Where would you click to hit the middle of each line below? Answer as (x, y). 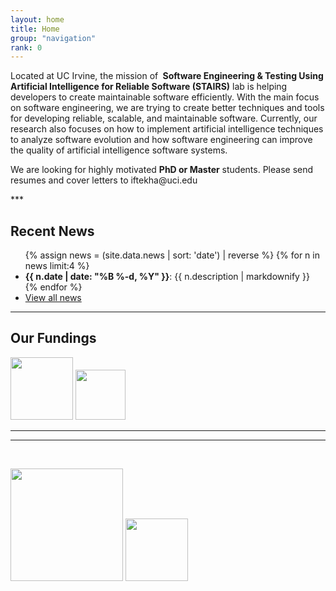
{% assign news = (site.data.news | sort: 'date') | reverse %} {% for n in (172, 255)
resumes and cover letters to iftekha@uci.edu (104, 180)
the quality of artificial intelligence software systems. (119, 150)
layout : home (37, 19)
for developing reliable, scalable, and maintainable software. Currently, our (164, 118)
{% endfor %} (53, 287)
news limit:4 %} (57, 266)
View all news (53, 298)
